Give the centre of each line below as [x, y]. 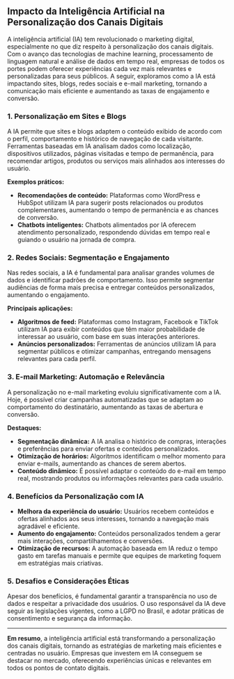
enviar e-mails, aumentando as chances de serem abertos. [102, 463]
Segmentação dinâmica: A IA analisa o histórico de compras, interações [122, 441]
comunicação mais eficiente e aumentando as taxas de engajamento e [109, 90]
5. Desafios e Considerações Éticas [68, 581]
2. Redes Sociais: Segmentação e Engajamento [88, 258]
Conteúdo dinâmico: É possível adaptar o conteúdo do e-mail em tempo [122, 471]
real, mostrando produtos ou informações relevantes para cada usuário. [120, 478]
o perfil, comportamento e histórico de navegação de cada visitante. [106, 139]
